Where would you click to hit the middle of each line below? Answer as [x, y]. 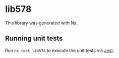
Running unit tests [34, 38]
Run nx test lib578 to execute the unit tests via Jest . [60, 50]
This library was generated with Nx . [41, 23]
